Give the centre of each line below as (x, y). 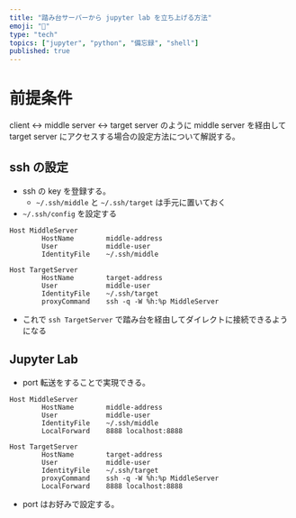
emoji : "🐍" (30, 26)
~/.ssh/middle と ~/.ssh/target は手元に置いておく (131, 202)
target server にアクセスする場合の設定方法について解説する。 (125, 137)
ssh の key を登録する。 (66, 191)
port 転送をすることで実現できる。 (86, 382)
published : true (40, 51)
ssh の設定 (39, 168)
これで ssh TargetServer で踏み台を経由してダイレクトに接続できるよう (155, 319)
